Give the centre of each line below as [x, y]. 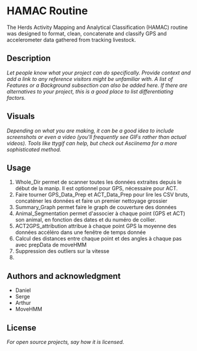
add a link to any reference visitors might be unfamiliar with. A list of [90, 79]
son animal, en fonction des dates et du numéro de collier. [86, 220]
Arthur [23, 303]
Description [29, 58]
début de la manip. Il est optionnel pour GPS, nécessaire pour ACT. [96, 188]
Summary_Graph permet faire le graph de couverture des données [96, 207]
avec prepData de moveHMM [51, 245]
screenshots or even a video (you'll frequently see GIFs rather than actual [96, 136]
